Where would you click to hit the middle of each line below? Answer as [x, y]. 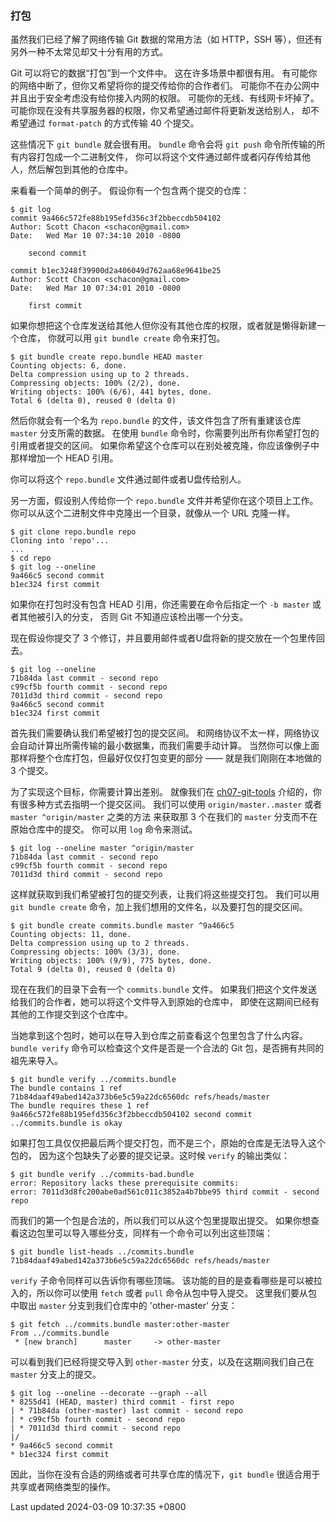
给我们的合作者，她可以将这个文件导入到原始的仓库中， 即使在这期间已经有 [165, 1002]
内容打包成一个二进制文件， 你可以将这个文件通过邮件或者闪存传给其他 [164, 157]
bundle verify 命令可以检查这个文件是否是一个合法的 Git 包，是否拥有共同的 [167, 1048]
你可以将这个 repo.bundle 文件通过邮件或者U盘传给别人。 [128, 479]
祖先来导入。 [36, 1061]
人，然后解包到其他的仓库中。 [71, 169]
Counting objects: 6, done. [69, 366]
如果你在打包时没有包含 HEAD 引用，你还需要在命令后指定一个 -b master [160, 604]
